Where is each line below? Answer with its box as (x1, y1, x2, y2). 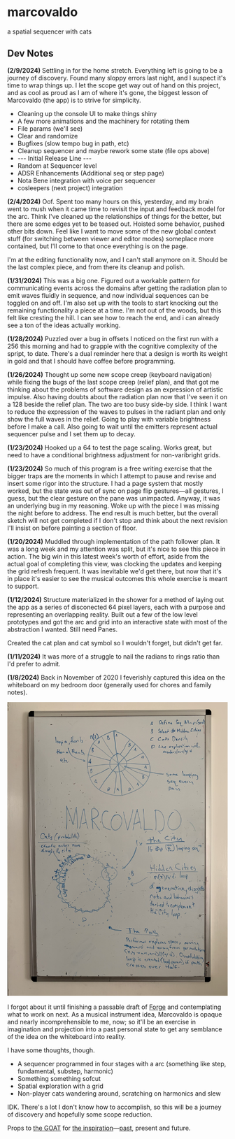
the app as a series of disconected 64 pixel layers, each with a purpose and (7, 603, 226, 611)
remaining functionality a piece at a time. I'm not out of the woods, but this (7, 306, 222, 315)
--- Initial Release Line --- (17, 154, 92, 162)
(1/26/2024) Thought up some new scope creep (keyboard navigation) (7, 370, 213, 378)
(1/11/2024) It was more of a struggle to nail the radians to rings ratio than (7, 652, 220, 661)
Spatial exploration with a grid (17, 1082, 104, 1090)
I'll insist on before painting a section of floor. (7, 524, 138, 532)
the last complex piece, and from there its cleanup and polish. (7, 263, 185, 271)
